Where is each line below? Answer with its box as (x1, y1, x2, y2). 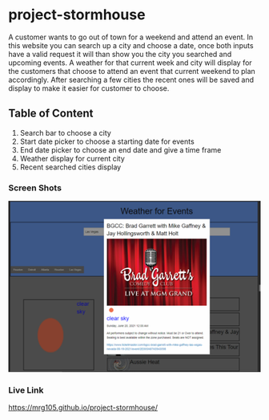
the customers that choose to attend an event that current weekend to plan (8, 66, 256, 75)
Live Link (8, 384, 44, 395)
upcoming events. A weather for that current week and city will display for (8, 58, 252, 67)
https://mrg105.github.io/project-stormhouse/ (8, 402, 159, 412)
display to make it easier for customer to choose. (8, 83, 170, 93)
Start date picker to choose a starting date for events (19, 137, 195, 146)
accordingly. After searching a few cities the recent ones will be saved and (8, 75, 255, 84)
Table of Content (8, 107, 94, 120)
